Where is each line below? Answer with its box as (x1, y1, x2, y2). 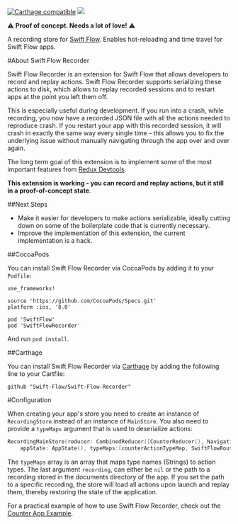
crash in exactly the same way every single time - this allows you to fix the (7, 129, 225, 137)
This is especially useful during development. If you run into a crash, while (7, 106, 225, 115)
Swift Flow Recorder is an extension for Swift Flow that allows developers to (7, 70, 229, 78)
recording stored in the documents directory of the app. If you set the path (7, 472, 225, 481)
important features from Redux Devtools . (7, 165, 127, 173)
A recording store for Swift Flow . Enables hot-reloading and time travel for (7, 35, 223, 43)
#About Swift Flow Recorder (7, 57, 90, 64)
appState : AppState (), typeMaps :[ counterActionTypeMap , (20, 445, 189, 452)
